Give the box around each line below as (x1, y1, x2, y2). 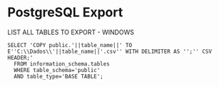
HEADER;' (7, 54, 34, 61)
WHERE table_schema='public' (14, 66, 101, 73)
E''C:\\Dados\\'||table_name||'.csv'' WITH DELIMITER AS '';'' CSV (7, 48, 213, 55)
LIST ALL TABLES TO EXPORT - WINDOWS (7, 28, 134, 36)
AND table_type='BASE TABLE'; (14, 73, 103, 80)
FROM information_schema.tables (14, 60, 111, 68)
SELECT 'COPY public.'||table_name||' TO (7, 41, 133, 48)
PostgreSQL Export (7, 4, 123, 21)
